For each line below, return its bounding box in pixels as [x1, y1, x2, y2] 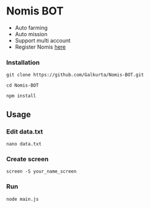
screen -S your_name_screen [6, 168, 77, 175]
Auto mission [14, 30, 48, 37]
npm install [6, 93, 36, 99]
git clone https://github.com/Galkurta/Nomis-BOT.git [6, 72, 145, 78]
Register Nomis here [14, 43, 66, 50]
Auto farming [14, 24, 48, 31]
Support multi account [14, 37, 71, 44]
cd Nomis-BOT [6, 82, 39, 88]
